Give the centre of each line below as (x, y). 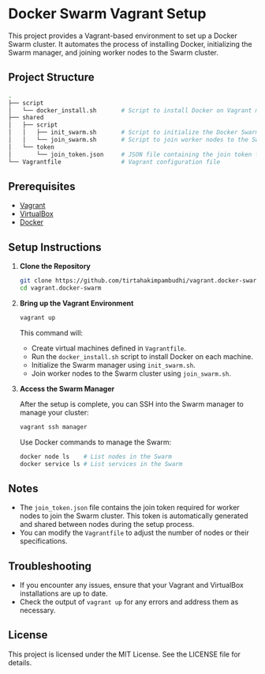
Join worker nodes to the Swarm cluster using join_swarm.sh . (131, 373)
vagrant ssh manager (53, 427)
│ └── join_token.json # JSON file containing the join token (130, 154)
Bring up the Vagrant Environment (77, 303)
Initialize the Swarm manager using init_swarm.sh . (113, 365)
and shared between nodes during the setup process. (107, 524)
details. (20, 662)
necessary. (37, 610)
